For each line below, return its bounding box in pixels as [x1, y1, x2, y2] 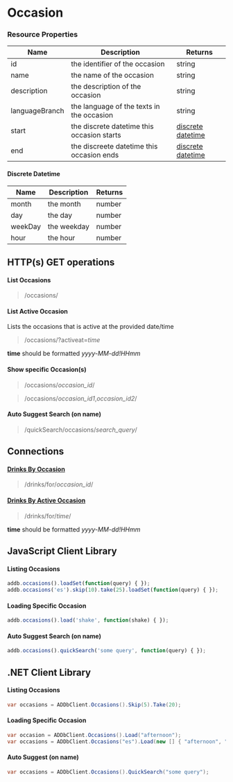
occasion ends [71, 151, 119, 160]
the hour [47, 232, 76, 242]
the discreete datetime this [71, 142, 158, 151]
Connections [7, 445, 64, 457]
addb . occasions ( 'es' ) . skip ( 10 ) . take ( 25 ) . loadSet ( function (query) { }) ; [7, 586, 219, 594]
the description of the [71, 82, 141, 92]
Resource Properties [7, 30, 78, 40]
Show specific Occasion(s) [7, 366, 87, 374]
